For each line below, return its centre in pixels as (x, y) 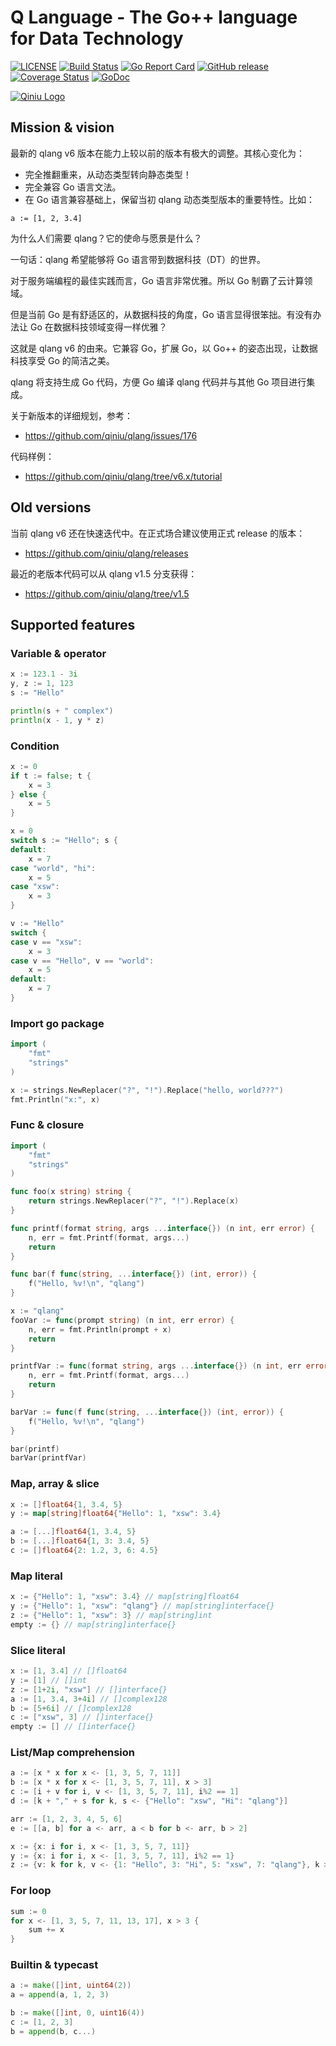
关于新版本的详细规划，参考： (71, 415)
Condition (35, 746)
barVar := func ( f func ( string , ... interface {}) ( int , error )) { (147, 1412)
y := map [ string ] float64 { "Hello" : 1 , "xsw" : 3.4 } (116, 1514)
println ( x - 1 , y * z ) (57, 720)
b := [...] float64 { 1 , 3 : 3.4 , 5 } (80, 1541)
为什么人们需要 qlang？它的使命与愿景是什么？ (106, 238)
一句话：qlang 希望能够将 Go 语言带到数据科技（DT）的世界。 (138, 259)
